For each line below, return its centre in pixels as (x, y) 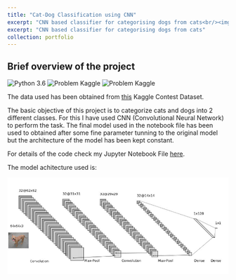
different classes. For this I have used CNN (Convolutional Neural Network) (116, 118)
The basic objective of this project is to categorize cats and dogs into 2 (110, 111)
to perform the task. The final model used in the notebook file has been (110, 126)
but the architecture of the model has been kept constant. (91, 140)
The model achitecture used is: (52, 168)
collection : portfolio (40, 37)
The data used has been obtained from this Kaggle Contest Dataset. (106, 97)
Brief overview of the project (71, 66)
